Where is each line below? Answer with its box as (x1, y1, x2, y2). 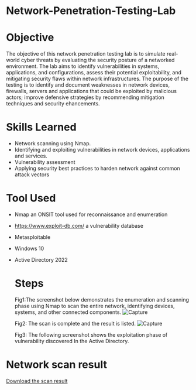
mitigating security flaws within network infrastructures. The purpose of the (6, 75, 189, 83)
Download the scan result (6, 377, 68, 384)
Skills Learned (6, 121, 77, 134)
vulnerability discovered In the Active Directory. (14, 337, 129, 344)
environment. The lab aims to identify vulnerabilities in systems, (6, 63, 160, 70)
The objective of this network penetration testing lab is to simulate (6, 50, 166, 57)
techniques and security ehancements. (6, 100, 101, 107)
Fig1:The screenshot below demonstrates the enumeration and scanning (14, 296, 189, 303)
